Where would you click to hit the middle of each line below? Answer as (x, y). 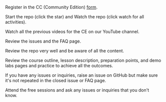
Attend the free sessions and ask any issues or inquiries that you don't (77, 90)
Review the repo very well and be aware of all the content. (65, 51)
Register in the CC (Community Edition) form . (51, 7)
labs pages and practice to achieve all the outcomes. (59, 66)
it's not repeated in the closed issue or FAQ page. (56, 80)
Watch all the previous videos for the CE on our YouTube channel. (72, 31)
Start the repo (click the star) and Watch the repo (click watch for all (75, 17)
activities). (16, 22)
